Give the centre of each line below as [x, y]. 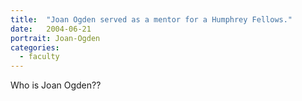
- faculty [39, 57]
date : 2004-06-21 [51, 29]
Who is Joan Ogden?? [56, 85]
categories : [35, 47]
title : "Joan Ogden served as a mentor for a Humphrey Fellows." [151, 19]
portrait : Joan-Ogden [55, 38]
